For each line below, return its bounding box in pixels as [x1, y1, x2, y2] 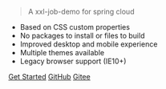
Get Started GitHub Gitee [8, 72, 91, 81]
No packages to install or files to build [19, 31, 145, 40]
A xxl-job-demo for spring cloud [27, 7, 135, 16]
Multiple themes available [19, 48, 105, 57]
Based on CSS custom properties [19, 22, 131, 31]
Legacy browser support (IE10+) [19, 56, 127, 66]
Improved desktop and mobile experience [19, 39, 158, 49]
